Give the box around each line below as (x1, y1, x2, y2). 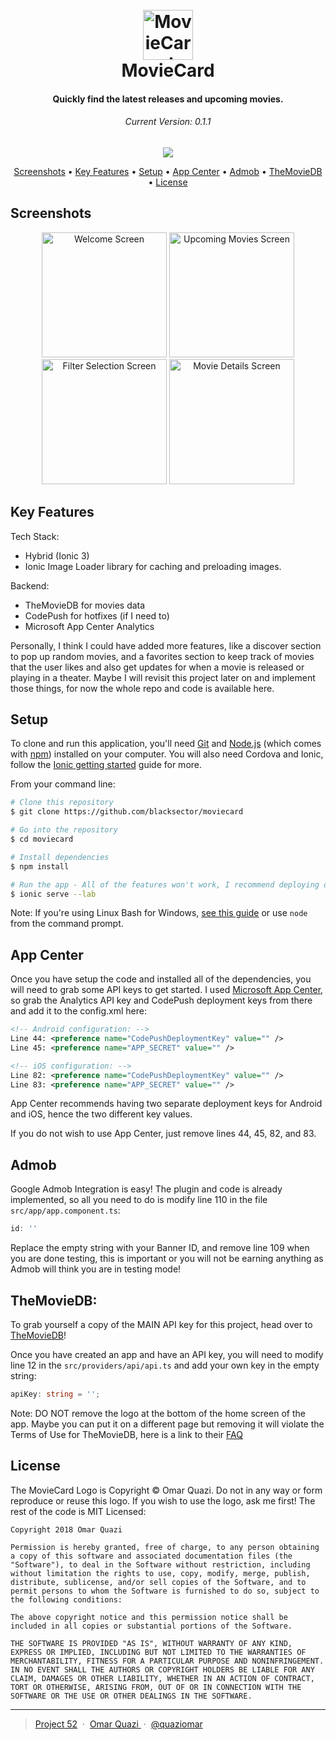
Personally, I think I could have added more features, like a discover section (10, 639, 322, 652)
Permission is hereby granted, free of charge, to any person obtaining (10, 1542, 320, 1552)
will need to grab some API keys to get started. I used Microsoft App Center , (10, 984, 324, 996)
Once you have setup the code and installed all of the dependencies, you (10, 973, 312, 985)
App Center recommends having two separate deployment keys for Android (10, 1098, 323, 1110)
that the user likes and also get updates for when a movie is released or (10, 661, 305, 673)
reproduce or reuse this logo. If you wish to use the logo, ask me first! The (10, 1494, 316, 1507)
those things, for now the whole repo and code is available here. (10, 682, 275, 694)
